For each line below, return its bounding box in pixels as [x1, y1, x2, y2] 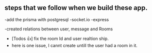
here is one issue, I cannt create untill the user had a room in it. [11, 42, 138, 48]
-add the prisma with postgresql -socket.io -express [4, 16, 109, 22]
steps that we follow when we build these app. [4, 4, 148, 12]
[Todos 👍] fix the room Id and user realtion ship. [11, 36, 109, 41]
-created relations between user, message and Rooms [4, 26, 113, 32]
